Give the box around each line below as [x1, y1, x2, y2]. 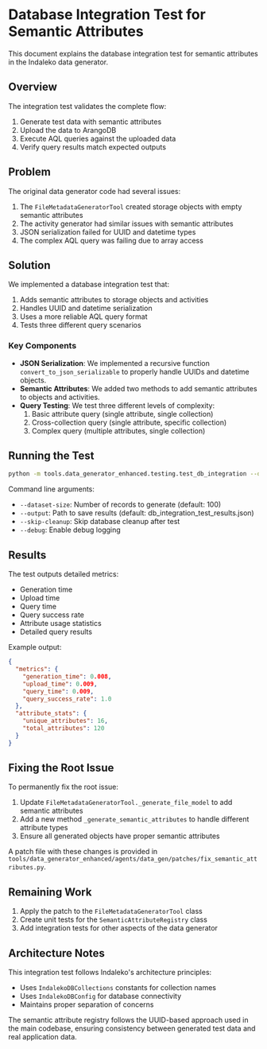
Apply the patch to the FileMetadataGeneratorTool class [19, 907, 203, 916]
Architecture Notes [8, 946, 106, 960]
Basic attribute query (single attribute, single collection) [31, 409, 214, 418]
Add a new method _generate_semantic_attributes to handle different [19, 814, 250, 824]
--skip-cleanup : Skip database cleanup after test [19, 517, 180, 526]
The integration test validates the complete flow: [8, 101, 167, 111]
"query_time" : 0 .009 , [22, 687, 94, 695]
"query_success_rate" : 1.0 [22, 694, 112, 703]
